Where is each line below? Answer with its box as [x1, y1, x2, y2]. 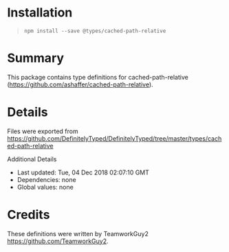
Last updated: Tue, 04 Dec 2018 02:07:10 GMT [17, 168, 150, 176]
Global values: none [17, 183, 74, 191]
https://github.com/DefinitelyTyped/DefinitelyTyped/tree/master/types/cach [7, 134, 222, 142]
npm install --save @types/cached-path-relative [23, 27, 166, 34]
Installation [7, 5, 73, 21]
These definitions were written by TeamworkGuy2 [7, 229, 149, 238]
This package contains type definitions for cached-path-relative [7, 73, 189, 81]
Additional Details [7, 154, 57, 163]
